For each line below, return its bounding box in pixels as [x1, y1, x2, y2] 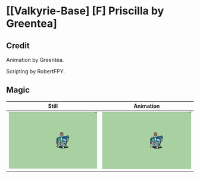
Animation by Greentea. [6, 57, 64, 63]
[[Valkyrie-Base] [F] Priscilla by [6, 4, 164, 18]
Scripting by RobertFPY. [6, 68, 65, 75]
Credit [6, 40, 30, 51]
